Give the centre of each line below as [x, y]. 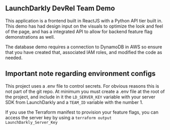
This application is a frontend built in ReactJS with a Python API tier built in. [84, 20]
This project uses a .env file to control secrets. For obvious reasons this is [82, 86]
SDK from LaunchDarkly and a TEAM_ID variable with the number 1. [74, 102]
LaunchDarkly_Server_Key [31, 122]
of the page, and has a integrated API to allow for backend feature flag [79, 31]
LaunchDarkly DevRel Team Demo [60, 8]
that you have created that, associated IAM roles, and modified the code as [84, 52]
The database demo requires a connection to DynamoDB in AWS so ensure [84, 47]
